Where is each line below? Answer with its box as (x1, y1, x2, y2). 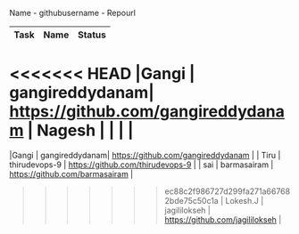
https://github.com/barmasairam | (9, 168, 134, 179)
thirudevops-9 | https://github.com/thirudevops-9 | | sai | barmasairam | (9, 159, 274, 170)
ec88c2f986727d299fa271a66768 (164, 186, 291, 197)
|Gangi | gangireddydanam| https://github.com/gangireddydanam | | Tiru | (9, 149, 281, 160)
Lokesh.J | (225, 195, 264, 206)
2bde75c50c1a (164, 195, 219, 206)
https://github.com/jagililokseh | (164, 214, 282, 225)
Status (77, 28, 107, 41)
